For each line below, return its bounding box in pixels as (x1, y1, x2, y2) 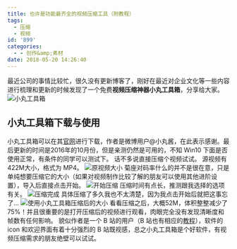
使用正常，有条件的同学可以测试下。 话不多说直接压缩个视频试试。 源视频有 (7, 154, 227, 163)
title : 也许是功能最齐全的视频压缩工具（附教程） (7, 10, 135, 18)
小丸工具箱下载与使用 (7, 117, 100, 129)
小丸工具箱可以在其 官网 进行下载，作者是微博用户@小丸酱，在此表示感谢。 (7, 137, 224, 145)
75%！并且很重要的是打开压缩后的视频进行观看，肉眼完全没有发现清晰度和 (7, 207, 224, 216)
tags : (7, 17, 23, 24)
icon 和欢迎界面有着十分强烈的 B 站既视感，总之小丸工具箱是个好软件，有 (7, 225, 221, 233)
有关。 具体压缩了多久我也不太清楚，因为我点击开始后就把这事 (7, 190, 222, 198)
